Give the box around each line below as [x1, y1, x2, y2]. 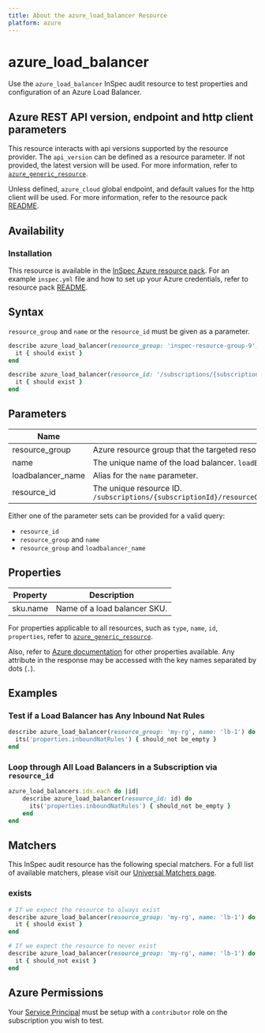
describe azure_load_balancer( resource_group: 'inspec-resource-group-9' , [8, 342, 259, 350]
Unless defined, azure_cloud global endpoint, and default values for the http [8, 184, 255, 194]
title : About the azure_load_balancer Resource [8, 11, 168, 20]
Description [89, 589, 134, 600]
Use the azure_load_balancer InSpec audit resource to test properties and [8, 79, 248, 89]
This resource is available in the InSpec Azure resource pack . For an [8, 266, 230, 275]
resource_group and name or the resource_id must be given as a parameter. [8, 326, 250, 336]
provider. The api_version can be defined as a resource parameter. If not [8, 152, 245, 162]
